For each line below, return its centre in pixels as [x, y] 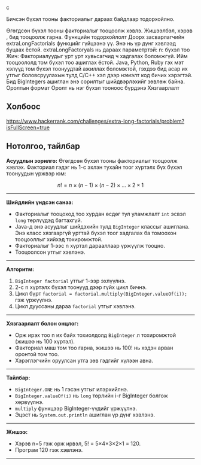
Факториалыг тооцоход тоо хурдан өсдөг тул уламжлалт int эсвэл [100, 214]
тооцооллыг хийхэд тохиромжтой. [59, 239]
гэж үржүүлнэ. [33, 300]
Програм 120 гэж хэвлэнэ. [49, 449]
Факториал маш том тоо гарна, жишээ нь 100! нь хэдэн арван [94, 348]
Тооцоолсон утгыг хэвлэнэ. [50, 252]
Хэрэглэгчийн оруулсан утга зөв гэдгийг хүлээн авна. [84, 360]
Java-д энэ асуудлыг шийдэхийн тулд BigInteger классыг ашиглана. [102, 226]
